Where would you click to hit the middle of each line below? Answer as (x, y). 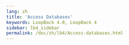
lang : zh (17, 11)
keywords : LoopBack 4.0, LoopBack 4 (51, 22)
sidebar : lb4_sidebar (33, 28)
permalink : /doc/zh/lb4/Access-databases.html (65, 33)
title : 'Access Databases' (40, 17)
